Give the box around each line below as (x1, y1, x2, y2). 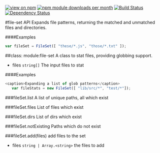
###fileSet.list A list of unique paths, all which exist (5, 94, 109, 100)
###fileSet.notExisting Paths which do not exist (5, 123, 101, 129)
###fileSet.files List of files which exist (5, 104, 84, 110)
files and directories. (5, 25, 47, 31)
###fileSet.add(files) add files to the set (5, 133, 86, 139)
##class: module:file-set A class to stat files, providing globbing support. (5, 52, 153, 59)
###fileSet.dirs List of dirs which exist (5, 114, 82, 120)
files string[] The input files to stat (12, 62, 84, 68)
